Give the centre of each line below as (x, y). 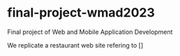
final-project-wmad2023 (81, 13)
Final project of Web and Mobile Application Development (90, 32)
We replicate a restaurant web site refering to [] (75, 45)
